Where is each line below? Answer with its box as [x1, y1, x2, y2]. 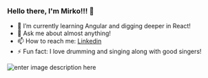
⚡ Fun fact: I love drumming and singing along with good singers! [17, 48, 202, 56]
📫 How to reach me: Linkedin [17, 37, 102, 46]
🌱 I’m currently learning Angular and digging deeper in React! [17, 22, 191, 30]
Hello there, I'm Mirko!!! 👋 [7, 6, 94, 16]
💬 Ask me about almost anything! [17, 29, 112, 37]
